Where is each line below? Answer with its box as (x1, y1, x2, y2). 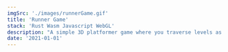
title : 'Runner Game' (7, 16, 69, 23)
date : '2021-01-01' (7, 35, 63, 42)
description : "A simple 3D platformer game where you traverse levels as (7, 28, 223, 36)
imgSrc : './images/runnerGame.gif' (7, 9, 109, 17)
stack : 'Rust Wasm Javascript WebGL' (7, 22, 115, 29)
